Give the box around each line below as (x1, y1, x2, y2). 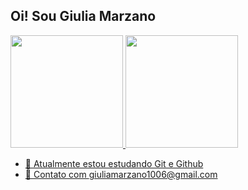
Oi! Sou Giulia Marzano (10, 8, 157, 25)
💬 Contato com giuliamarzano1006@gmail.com (24, 168, 218, 180)
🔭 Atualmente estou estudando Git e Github (24, 157, 204, 169)
